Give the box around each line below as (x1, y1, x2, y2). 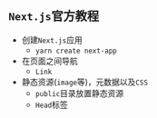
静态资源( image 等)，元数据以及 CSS (21, 76, 149, 87)
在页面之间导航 (21, 55, 78, 66)
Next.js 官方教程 (8, 8, 100, 25)
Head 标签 (34, 99, 69, 110)
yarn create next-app (34, 46, 117, 55)
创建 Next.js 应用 (21, 34, 83, 45)
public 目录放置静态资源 (34, 87, 124, 98)
